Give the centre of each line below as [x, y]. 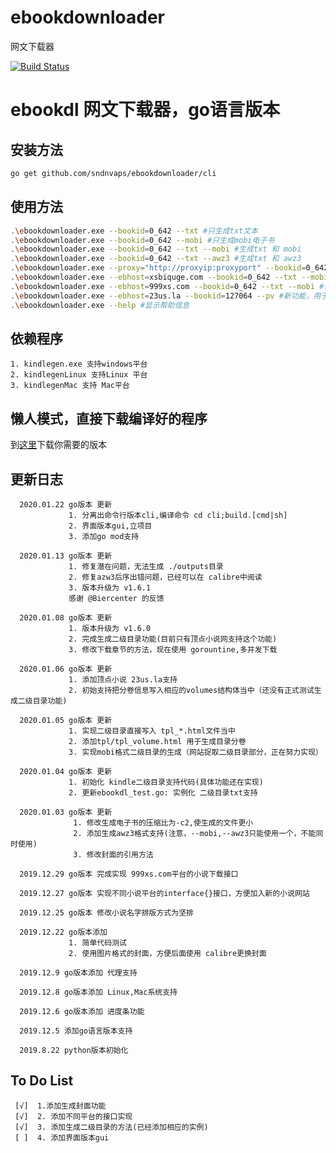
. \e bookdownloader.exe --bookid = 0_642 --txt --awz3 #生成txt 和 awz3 [156, 259]
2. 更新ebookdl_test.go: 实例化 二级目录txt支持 [163, 792]
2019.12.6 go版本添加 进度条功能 [82, 1011]
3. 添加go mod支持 [104, 536]
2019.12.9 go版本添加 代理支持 [78, 972]
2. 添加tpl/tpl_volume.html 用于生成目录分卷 [157, 741]
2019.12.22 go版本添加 [63, 932]
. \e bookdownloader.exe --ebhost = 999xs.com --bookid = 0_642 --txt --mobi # [167, 286]
